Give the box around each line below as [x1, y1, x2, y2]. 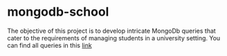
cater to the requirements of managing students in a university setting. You [7, 33, 221, 42]
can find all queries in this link [7, 41, 92, 49]
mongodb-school [7, 4, 109, 20]
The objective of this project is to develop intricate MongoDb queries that [7, 27, 216, 35]
